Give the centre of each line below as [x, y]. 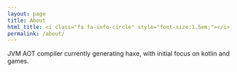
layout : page [27, 14]
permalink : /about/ [36, 34]
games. [18, 61]
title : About [27, 20]
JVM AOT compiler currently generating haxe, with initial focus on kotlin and [119, 54]
